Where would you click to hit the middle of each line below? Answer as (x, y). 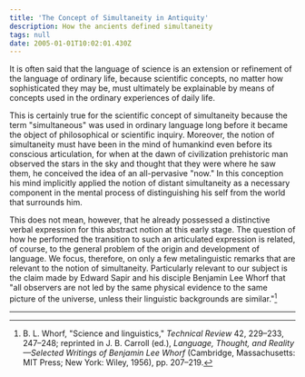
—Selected (43, 352)
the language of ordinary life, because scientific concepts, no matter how (147, 79)
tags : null (30, 35)
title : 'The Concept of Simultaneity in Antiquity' (109, 18)
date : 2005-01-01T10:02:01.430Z (70, 43)
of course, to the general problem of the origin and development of (135, 249)
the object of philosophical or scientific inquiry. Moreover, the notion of (142, 135)
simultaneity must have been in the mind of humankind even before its (141, 144)
